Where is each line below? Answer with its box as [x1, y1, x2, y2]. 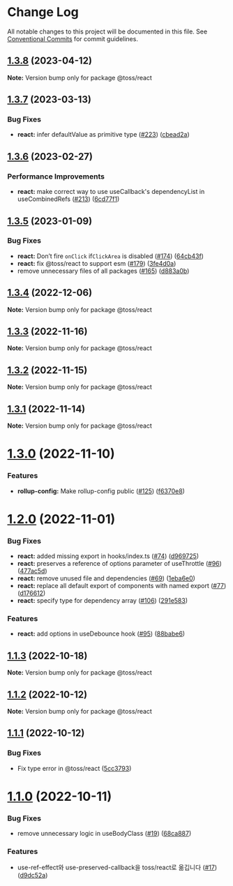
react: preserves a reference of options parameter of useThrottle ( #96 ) [17, 560, 222, 568]
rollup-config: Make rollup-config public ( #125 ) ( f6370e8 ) [17, 486, 185, 495]
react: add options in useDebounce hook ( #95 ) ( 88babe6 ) [17, 629, 186, 638]
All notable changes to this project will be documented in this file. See [7, 27, 208, 36]
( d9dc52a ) [17, 871, 48, 880]
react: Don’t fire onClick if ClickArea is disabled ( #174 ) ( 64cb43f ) [17, 252, 204, 260]
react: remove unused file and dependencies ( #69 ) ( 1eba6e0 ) [17, 574, 195, 583]
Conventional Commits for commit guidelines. [7, 34, 138, 43]
